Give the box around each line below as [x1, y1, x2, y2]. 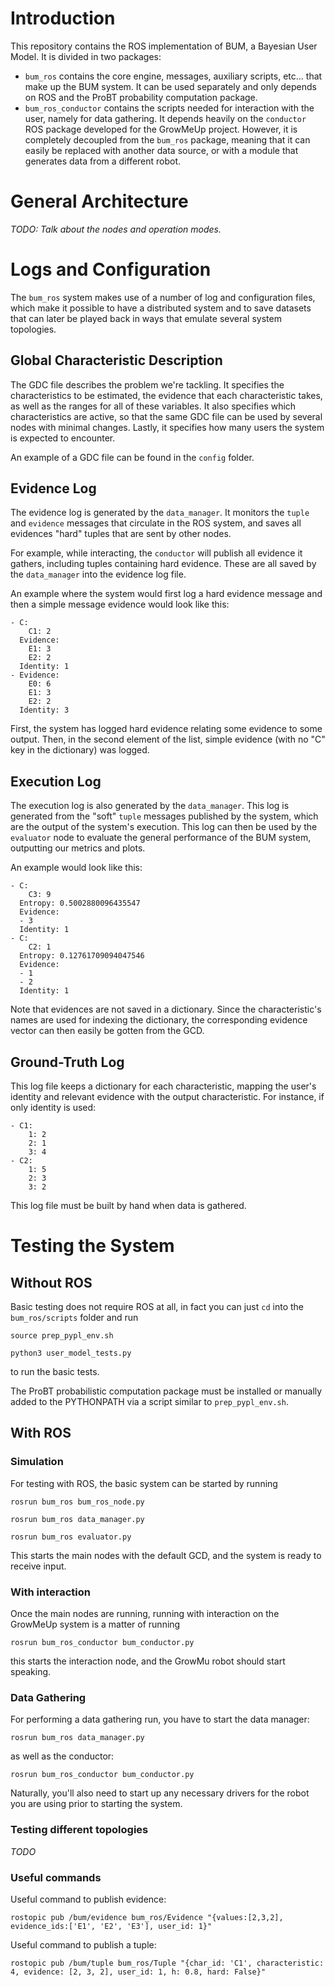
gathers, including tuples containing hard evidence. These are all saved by [10, 558, 317, 570]
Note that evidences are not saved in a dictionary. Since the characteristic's [10, 1003, 322, 1016]
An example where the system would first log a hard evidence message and [10, 588, 323, 600]
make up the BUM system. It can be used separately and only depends [24, 80, 317, 92]
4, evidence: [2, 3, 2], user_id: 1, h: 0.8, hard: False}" [10, 1967, 267, 1977]
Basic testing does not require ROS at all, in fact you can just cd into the [10, 1301, 305, 1313]
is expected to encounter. [10, 432, 116, 444]
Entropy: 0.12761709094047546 [19, 951, 145, 961]
